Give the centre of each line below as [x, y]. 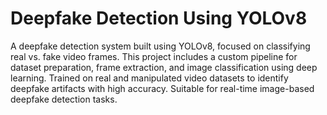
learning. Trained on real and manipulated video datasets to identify [149, 78]
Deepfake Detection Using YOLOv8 [159, 18]
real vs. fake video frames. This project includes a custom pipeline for [154, 56]
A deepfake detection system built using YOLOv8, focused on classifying [160, 46]
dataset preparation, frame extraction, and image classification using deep [164, 67]
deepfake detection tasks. [64, 99]
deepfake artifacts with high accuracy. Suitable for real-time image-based [162, 88]
